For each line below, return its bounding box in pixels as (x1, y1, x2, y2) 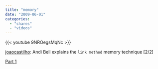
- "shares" (9, 21, 32, 26)
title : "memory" (5, 7, 39, 12)
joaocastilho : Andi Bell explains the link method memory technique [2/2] (5, 49, 154, 55)
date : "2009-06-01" (5, 12, 46, 17)
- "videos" (9, 26, 32, 31)
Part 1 (5, 59, 17, 65)
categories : (5, 16, 30, 21)
